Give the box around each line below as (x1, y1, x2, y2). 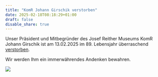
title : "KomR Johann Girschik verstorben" (5, 7, 97, 13)
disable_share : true (5, 21, 50, 27)
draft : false (5, 17, 33, 22)
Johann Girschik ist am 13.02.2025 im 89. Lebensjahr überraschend (5, 41, 149, 47)
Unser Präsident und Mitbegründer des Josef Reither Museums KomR (5, 36, 153, 42)
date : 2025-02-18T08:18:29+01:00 (5, 12, 77, 17)
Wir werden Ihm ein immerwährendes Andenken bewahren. (5, 57, 131, 63)
